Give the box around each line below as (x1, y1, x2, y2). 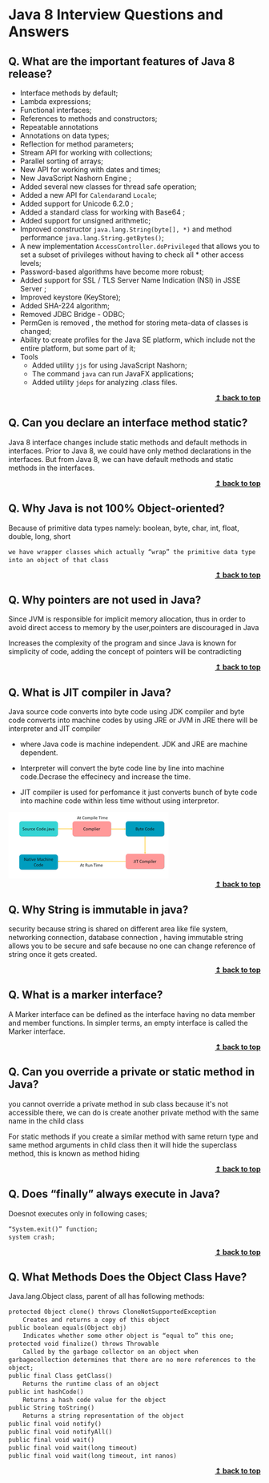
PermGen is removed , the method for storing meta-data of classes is (19, 318, 249, 328)
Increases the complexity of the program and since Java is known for (8, 638, 237, 648)
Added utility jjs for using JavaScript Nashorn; (31, 360, 188, 370)
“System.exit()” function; (8, 1225, 98, 1233)
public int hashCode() (8, 1388, 84, 1397)
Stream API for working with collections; (19, 148, 153, 157)
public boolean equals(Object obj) (8, 1324, 127, 1332)
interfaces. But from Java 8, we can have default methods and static (8, 454, 234, 464)
